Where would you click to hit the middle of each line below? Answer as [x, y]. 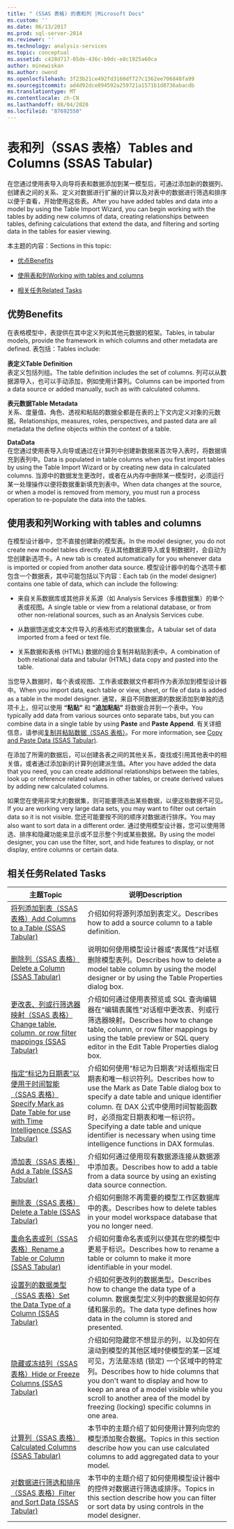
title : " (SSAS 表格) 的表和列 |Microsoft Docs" [76, 14]
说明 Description [155, 895]
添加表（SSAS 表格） [45, 1162]
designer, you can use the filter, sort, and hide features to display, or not [111, 842]
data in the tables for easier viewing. [59, 231]
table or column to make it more [139, 1258]
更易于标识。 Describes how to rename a [153, 1249]
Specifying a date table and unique [145, 1126]
